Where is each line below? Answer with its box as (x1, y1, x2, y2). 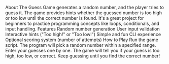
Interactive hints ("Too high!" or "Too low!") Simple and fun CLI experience (5, 31, 161, 37)
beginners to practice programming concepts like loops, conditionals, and (5, 20, 160, 26)
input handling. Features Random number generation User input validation (5, 26, 160, 32)
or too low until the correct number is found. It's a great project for (5, 15, 144, 21)
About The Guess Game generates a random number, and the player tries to (5, 5, 164, 10)
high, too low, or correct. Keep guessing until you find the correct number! (5, 53, 160, 59)
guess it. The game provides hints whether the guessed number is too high (5, 10, 162, 16)
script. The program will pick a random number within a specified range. (5, 42, 156, 48)
